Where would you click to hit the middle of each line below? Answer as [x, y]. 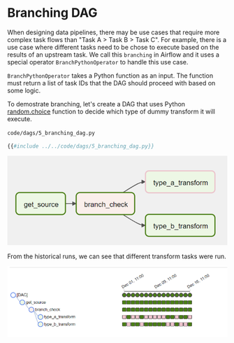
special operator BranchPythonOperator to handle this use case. [98, 62]
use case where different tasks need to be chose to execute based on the [113, 47]
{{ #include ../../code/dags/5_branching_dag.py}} [81, 146]
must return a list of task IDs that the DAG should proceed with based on [111, 83]
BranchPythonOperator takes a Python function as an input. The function [110, 76]
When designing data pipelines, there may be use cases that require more [114, 32]
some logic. [24, 90]
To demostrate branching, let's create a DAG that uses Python [96, 104]
